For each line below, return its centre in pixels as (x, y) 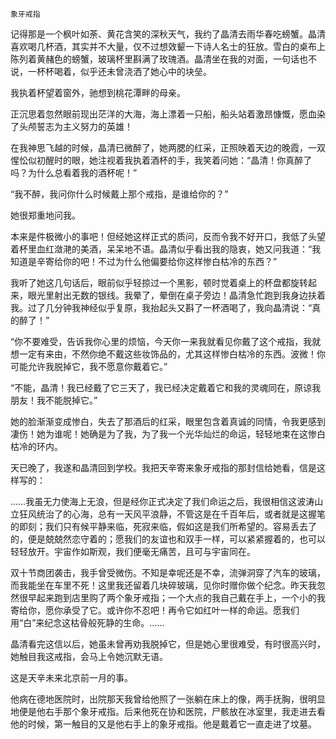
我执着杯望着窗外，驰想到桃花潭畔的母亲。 (98, 92)
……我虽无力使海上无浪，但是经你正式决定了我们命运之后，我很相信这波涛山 (167, 501)
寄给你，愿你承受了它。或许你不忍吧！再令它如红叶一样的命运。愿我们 (155, 610)
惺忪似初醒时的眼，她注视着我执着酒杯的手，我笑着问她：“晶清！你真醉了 (161, 160)
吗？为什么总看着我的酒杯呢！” (74, 172)
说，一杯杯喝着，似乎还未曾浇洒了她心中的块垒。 (111, 71)
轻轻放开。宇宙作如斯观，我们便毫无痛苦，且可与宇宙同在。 (133, 551)
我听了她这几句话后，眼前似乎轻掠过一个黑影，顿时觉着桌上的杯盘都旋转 (159, 282)
